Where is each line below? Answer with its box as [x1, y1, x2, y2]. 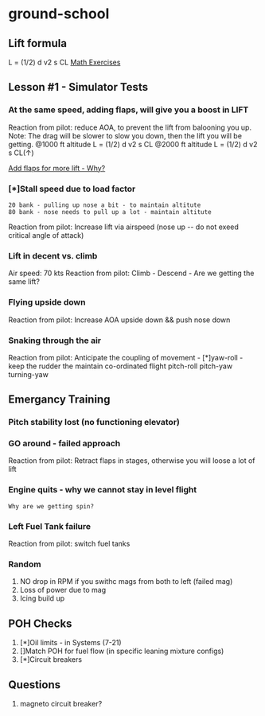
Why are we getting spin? [8, 502, 94, 510]
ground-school [8, 5, 110, 23]
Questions [8, 678, 61, 691]
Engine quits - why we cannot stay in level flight [8, 484, 197, 496]
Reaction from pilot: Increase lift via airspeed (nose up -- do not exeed [8, 222, 239, 232]
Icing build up [19, 593, 65, 603]
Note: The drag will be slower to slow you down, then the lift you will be [8, 130, 243, 140]
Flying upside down [8, 297, 86, 308]
